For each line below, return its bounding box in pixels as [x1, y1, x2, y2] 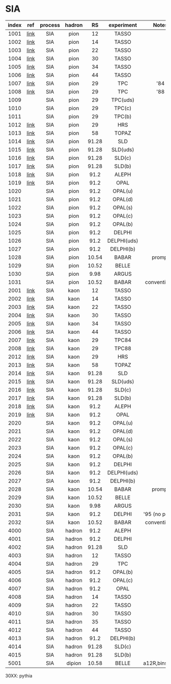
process [40, 21, 60, 29]
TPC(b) [113, 113, 132, 120]
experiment [108, 21, 137, 29]
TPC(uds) [111, 96, 135, 103]
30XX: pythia [5, 672, 33, 678]
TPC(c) [114, 104, 132, 112]
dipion [66, 660, 81, 667]
